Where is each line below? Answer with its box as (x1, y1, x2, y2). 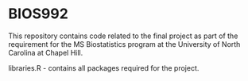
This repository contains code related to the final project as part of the (8, 31, 238, 40)
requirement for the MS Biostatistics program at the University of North (8, 39, 241, 48)
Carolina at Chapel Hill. (8, 48, 83, 57)
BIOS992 (8, 5, 69, 23)
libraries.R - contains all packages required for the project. (8, 63, 200, 72)
